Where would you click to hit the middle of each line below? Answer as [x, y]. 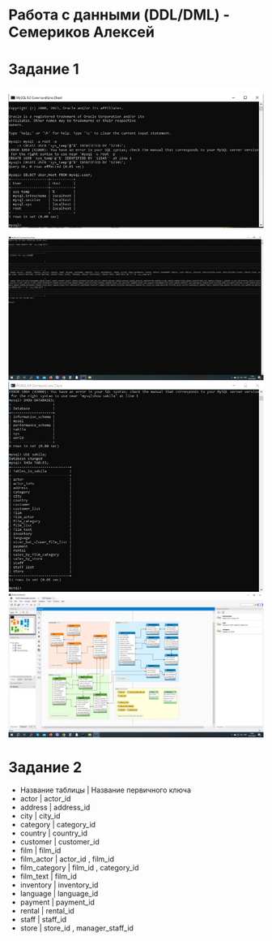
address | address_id [55, 807]
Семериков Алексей [82, 32]
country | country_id [53, 833]
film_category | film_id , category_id [79, 867]
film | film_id [40, 850]
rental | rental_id [47, 910]
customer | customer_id [59, 841]
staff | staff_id [43, 919]
